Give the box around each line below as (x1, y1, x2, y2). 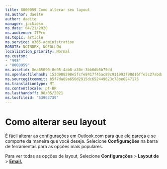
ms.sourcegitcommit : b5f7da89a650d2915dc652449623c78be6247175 (5, 77, 139, 82)
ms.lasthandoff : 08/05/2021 (5, 90, 64, 95)
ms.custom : (5, 53, 28, 59)
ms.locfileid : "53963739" (5, 95, 59, 100)
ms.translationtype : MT (5, 81, 55, 86)
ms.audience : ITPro (5, 30, 46, 35)
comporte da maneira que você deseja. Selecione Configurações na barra (5, 138, 158, 144)
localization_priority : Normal (5, 49, 70, 54)
